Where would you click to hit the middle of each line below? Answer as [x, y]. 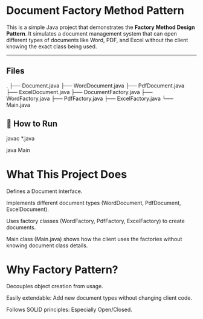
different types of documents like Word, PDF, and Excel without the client [97, 40]
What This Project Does [67, 174]
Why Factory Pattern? [63, 270]
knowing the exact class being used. [52, 46]
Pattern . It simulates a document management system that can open [92, 33]
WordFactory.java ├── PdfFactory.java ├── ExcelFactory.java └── [90, 98]
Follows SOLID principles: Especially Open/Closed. [69, 310]
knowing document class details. [47, 245]
